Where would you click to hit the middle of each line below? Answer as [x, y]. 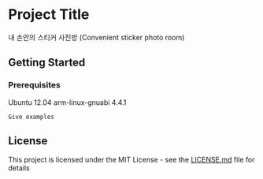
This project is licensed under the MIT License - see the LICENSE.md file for [131, 160]
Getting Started [47, 63]
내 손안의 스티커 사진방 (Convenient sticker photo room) [96, 37]
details [19, 168]
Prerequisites [34, 85]
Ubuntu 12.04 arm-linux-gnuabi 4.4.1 [67, 102]
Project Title [49, 15]
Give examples [31, 117]
